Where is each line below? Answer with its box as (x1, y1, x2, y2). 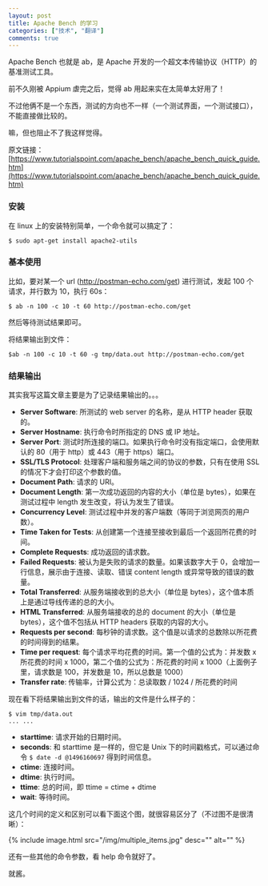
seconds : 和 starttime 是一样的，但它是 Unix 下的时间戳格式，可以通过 (19, 742, 253, 752)
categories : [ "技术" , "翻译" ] (8, 26, 104, 34)
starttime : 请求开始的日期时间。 (19, 732, 126, 742)
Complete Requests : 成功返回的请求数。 (19, 547, 154, 557)
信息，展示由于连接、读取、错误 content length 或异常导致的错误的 (26, 567, 247, 577)
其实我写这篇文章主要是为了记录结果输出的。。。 (8, 390, 162, 400)
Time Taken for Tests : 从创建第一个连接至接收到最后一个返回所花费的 (19, 527, 250, 537)
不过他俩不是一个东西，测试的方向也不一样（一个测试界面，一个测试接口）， (8, 101, 258, 110)
